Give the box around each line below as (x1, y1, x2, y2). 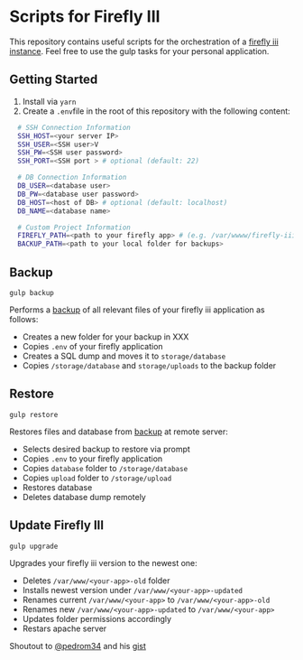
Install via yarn (22, 96, 77, 107)
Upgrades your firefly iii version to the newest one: (9, 557, 198, 568)
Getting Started (9, 72, 98, 88)
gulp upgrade (9, 542, 59, 551)
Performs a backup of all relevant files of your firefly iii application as (9, 304, 266, 315)
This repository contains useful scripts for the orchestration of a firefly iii (9, 36, 280, 47)
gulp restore (9, 410, 59, 419)
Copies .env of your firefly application (22, 340, 164, 351)
